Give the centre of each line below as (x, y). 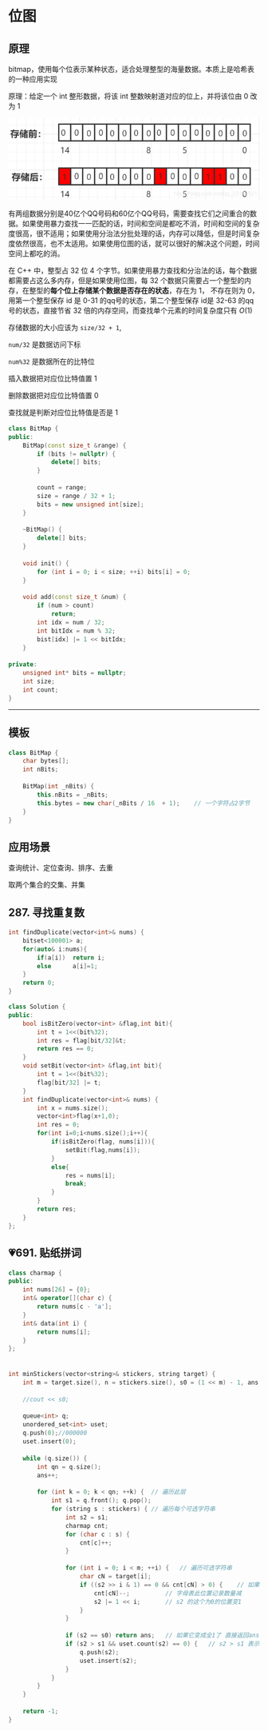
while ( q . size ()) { (55, 1458)
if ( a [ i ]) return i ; (71, 957)
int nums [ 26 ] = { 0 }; (57, 1290)
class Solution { (37, 1007)
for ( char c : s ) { (97, 1534)
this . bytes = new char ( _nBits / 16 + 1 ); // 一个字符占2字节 (144, 803)
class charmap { (35, 1273)
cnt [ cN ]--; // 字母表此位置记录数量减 (167, 1593)
